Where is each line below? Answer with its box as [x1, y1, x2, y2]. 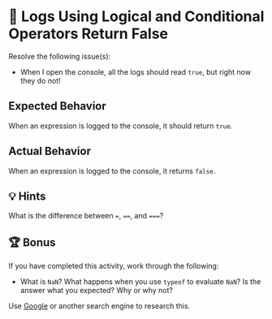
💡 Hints [8, 189, 46, 203]
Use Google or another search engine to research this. [8, 301, 191, 311]
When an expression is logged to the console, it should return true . [8, 121, 233, 131]
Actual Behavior [8, 144, 92, 158]
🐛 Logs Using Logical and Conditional [8, 7, 265, 26]
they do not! [19, 75, 61, 85]
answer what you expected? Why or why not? [19, 286, 173, 295]
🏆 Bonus [8, 235, 56, 249]
